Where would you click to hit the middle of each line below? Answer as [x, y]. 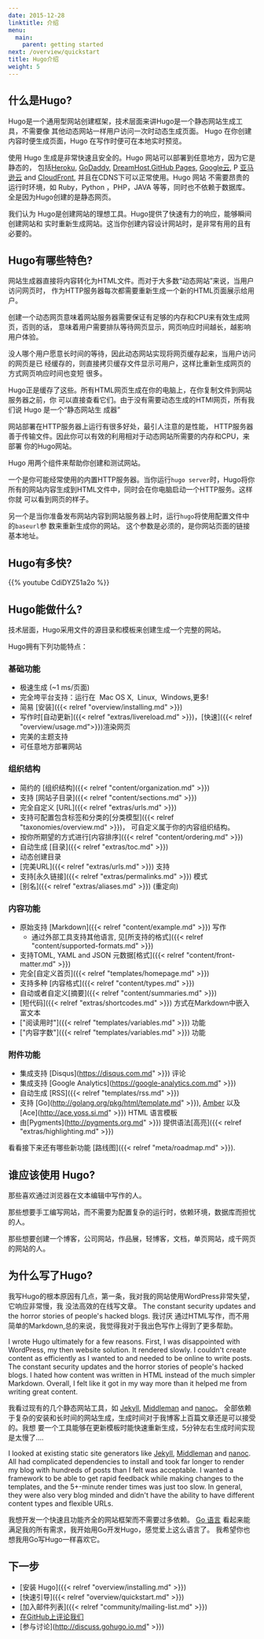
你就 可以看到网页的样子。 [50, 499]
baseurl [28, 527]
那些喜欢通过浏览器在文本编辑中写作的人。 [77, 1195]
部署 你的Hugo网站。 [42, 447]
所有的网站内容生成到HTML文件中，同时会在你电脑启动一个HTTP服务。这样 [130, 490]
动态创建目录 [40, 856]
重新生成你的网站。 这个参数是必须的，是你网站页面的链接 [156, 526]
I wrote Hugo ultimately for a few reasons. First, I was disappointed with [124, 1341]
